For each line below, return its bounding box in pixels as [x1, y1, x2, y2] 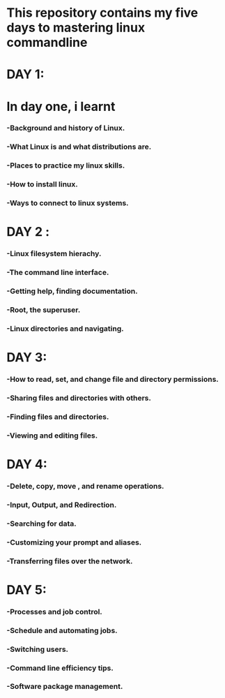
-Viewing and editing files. [6, 431, 98, 440]
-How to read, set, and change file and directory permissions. [6, 375, 219, 385]
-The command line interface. [6, 267, 109, 277]
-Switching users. [6, 644, 69, 654]
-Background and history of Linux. [6, 124, 125, 133]
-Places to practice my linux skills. [6, 161, 125, 170]
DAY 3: [6, 350, 47, 366]
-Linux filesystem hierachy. [6, 249, 102, 259]
